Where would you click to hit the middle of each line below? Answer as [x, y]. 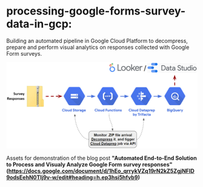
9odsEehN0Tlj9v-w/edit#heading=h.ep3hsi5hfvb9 [72, 177]
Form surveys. [24, 53]
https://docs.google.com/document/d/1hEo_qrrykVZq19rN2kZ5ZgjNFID [101, 171]
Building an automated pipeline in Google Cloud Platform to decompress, [97, 41]
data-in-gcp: [39, 24]
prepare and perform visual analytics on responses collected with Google [98, 47]
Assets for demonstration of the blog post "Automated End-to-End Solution [101, 158]
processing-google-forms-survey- [96, 11]
